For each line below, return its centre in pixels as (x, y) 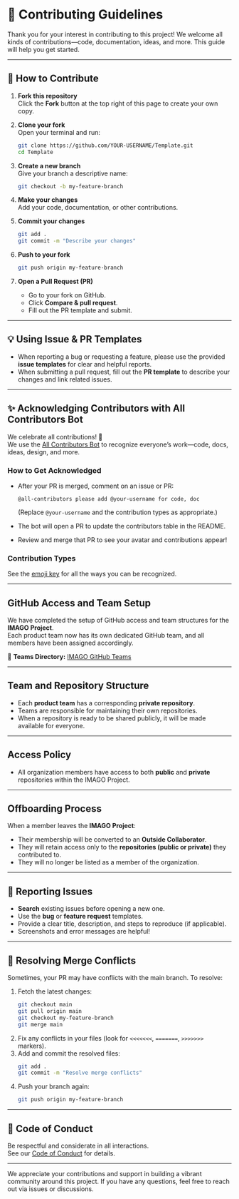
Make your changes (48, 200)
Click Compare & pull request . (73, 303)
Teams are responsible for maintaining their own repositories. (107, 710)
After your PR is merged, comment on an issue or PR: (96, 486)
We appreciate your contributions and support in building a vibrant (105, 1174)
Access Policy (39, 755)
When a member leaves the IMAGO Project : (72, 826)
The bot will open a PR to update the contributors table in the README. (122, 526)
